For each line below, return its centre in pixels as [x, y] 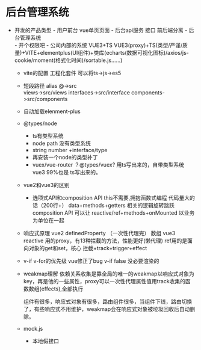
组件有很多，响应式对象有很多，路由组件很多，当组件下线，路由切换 [108, 301]
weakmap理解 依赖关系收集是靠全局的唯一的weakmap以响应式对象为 [109, 274]
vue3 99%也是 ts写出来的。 [67, 172]
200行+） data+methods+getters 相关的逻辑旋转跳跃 [109, 205]
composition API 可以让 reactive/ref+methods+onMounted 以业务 [113, 213]
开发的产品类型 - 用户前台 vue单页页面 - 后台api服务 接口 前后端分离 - [101, 30]
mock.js [33, 328]
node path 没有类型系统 [62, 143]
